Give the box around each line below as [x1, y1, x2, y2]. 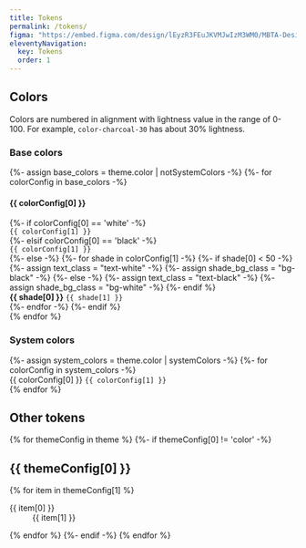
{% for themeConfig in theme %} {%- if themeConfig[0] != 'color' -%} [9, 434, 272, 445]
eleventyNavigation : [9, 38, 88, 48]
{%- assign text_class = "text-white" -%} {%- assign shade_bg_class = [9, 263, 276, 274]
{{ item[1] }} [32, 512, 76, 523]
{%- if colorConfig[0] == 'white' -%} [9, 218, 147, 229]
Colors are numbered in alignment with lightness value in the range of [9, 113, 271, 124]
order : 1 [17, 56, 51, 65]
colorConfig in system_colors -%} [9, 364, 137, 375]
